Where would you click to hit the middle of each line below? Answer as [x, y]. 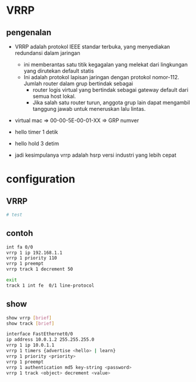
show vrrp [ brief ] [29, 318]
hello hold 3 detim [37, 143]
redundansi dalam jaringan [47, 53]
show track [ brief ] [30, 323]
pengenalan [29, 32]
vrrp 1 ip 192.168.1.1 [34, 253]
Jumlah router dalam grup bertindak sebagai [78, 83]
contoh [20, 233]
